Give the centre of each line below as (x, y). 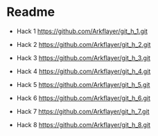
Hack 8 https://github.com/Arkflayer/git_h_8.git (83, 124)
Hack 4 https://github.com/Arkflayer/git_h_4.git (84, 71)
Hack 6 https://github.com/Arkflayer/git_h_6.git (83, 98)
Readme (31, 12)
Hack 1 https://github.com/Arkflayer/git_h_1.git (82, 31)
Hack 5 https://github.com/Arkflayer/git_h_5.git (83, 84)
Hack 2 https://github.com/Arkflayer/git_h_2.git (84, 44)
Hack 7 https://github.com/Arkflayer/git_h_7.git (83, 111)
